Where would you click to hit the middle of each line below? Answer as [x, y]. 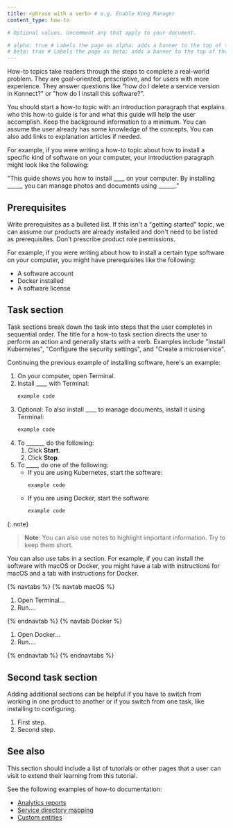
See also [26, 752]
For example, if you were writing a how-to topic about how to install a [106, 150]
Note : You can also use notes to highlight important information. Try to [125, 538]
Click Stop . [43, 457]
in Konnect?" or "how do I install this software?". [76, 94]
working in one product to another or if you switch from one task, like [106, 701]
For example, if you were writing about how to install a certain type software [116, 252]
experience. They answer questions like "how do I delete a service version [113, 86]
